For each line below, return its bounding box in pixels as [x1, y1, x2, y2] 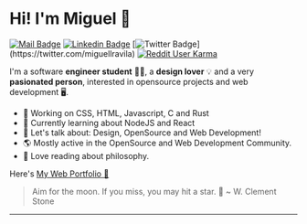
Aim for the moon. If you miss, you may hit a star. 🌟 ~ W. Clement [31, 186, 277, 197]
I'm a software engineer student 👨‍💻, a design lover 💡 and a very [9, 66, 254, 77]
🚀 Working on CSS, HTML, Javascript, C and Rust [22, 107, 210, 118]
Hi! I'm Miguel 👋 [9, 8, 132, 29]
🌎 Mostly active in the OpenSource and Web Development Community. [22, 137, 292, 148]
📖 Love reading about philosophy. [22, 150, 149, 161]
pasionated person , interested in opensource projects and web [9, 76, 249, 87]
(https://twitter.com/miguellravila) [9, 48, 135, 59]
